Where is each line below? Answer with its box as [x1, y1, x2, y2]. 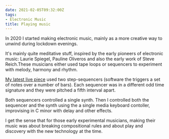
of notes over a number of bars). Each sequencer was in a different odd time [5, 82, 164, 88]
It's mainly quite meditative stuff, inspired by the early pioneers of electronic [5, 51, 163, 57]
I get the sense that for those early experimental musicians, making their [5, 117, 155, 124]
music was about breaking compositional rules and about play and [5, 123, 143, 129]
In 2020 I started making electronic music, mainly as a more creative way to [5, 35, 162, 41]
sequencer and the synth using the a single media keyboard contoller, [5, 102, 150, 109]
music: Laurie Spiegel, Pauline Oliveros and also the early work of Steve [5, 56, 155, 62]
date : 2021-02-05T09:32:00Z [5, 7, 65, 13]
